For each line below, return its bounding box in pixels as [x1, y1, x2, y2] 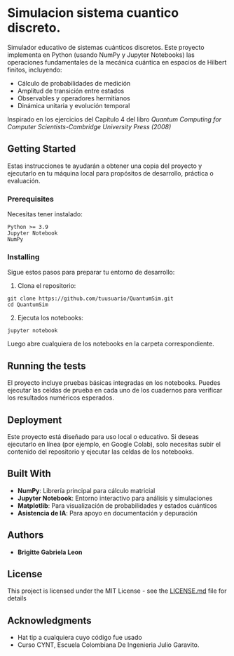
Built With [7, 468, 51, 480]
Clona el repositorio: [17, 282, 76, 290]
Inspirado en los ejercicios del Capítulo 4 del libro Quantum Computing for [7, 114, 222, 124]
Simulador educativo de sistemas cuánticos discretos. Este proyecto [7, 43, 205, 51]
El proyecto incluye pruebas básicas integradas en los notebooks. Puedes [7, 379, 221, 387]
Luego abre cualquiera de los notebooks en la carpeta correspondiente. [7, 339, 215, 348]
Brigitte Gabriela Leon [17, 548, 83, 556]
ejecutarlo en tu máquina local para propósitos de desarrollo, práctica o [7, 169, 214, 177]
